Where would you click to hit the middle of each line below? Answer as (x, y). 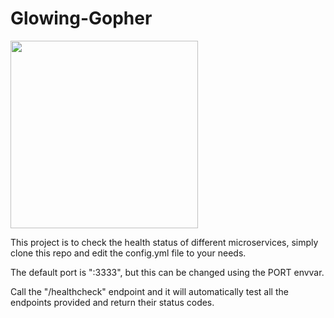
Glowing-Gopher (81, 18)
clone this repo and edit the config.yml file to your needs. (128, 253)
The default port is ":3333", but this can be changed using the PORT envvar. (167, 272)
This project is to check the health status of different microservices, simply (164, 242)
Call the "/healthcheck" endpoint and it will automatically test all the (149, 291)
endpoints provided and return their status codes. (112, 302)
